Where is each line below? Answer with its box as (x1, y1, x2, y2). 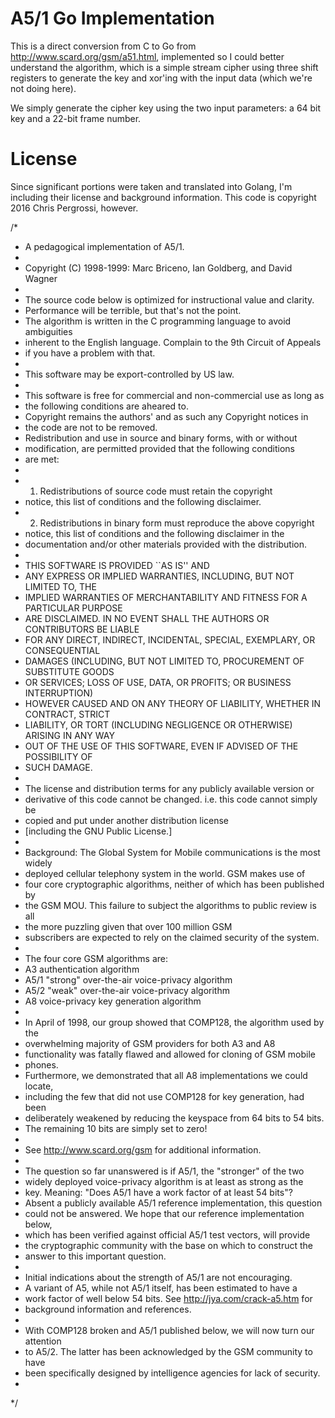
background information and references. (24, 1303, 192, 1315)
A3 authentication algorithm (24, 963, 140, 975)
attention (24, 1335, 62, 1347)
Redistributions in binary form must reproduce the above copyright (39, 517, 315, 529)
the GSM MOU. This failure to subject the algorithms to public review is (24, 899, 317, 911)
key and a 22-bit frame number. (10, 112, 142, 124)
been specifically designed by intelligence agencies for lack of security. (24, 1367, 321, 1379)
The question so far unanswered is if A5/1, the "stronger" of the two (24, 1165, 305, 1177)
